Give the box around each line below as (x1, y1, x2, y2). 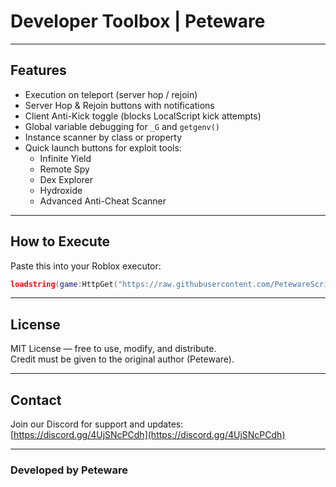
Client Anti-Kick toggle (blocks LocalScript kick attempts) (24, 110, 262, 122)
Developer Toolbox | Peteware (10, 10, 266, 33)
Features (10, 62, 67, 79)
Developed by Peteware (10, 463, 128, 477)
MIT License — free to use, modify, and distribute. (10, 343, 217, 355)
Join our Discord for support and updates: (10, 418, 184, 430)
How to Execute (10, 233, 110, 250)
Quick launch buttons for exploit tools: (24, 141, 182, 154)
